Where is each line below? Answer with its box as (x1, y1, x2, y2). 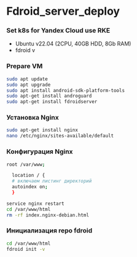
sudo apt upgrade (6, 82, 51, 88)
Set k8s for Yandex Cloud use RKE (6, 26, 111, 35)
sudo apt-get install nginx (6, 127, 79, 133)
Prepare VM (6, 62, 43, 71)
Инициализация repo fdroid (6, 226, 93, 235)
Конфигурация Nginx (6, 147, 73, 156)
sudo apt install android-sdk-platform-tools (6, 87, 125, 93)
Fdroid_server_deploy (6, 4, 120, 18)
